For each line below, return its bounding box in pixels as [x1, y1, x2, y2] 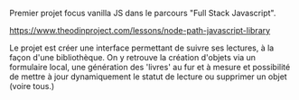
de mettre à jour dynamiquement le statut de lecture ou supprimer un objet [9, 71, 287, 82]
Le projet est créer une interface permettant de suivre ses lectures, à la [9, 42, 275, 53]
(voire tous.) [9, 81, 55, 91]
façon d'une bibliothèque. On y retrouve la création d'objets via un [9, 52, 256, 62]
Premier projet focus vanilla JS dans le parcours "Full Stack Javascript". [9, 8, 276, 18]
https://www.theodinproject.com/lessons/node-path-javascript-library [9, 25, 271, 35]
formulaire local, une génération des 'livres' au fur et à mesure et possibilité [9, 62, 291, 72]
